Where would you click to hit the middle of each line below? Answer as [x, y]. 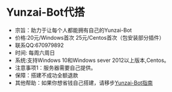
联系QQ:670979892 [39, 45]
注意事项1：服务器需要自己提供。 [55, 67]
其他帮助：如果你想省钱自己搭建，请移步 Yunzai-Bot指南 [84, 82]
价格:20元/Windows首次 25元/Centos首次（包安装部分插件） [90, 37]
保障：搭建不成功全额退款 [46, 75]
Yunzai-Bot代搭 [46, 12]
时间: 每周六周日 [35, 52]
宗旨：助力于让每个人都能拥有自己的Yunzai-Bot [73, 30]
